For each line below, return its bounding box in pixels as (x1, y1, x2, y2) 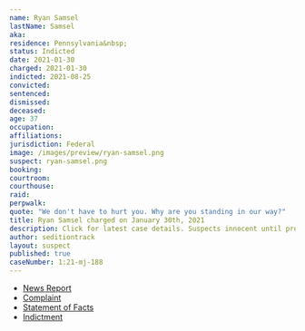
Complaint (22, 292, 62, 303)
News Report (22, 283, 73, 293)
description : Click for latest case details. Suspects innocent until (9, 224, 282, 233)
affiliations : (9, 131, 64, 141)
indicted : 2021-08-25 (9, 73, 92, 82)
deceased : (9, 106, 47, 115)
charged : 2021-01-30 (9, 64, 88, 73)
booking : (9, 165, 43, 174)
